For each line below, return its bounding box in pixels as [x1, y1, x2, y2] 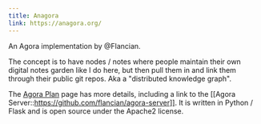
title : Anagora [8, 11, 59, 20]
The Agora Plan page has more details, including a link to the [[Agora [8, 89, 236, 98]
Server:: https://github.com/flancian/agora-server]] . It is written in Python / [8, 98, 254, 107]
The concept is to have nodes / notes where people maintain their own [8, 57, 242, 66]
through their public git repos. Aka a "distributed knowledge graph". [8, 74, 232, 83]
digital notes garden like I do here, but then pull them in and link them [8, 65, 236, 74]
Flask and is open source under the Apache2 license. [8, 106, 184, 116]
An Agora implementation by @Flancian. [8, 41, 142, 50]
